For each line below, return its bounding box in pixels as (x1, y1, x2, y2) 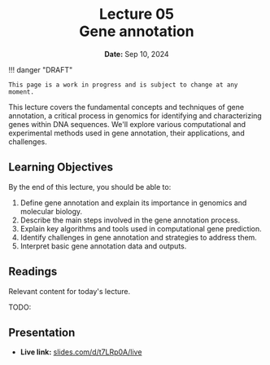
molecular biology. (20, 206, 83, 216)
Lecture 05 (98, 5, 175, 24)
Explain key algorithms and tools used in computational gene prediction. (20, 223, 262, 233)
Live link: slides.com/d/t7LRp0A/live (20, 347, 142, 357)
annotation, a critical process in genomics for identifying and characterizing (8, 111, 262, 121)
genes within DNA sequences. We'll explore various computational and (8, 119, 246, 129)
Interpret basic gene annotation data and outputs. (20, 241, 187, 251)
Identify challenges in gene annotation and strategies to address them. (20, 232, 258, 242)
